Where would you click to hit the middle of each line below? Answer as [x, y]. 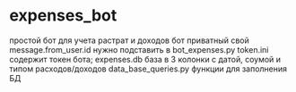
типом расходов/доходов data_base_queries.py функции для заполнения [148, 69]
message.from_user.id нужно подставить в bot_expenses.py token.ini [139, 49]
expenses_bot [63, 16]
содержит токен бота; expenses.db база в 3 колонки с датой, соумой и [145, 59]
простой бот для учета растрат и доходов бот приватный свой [129, 40]
